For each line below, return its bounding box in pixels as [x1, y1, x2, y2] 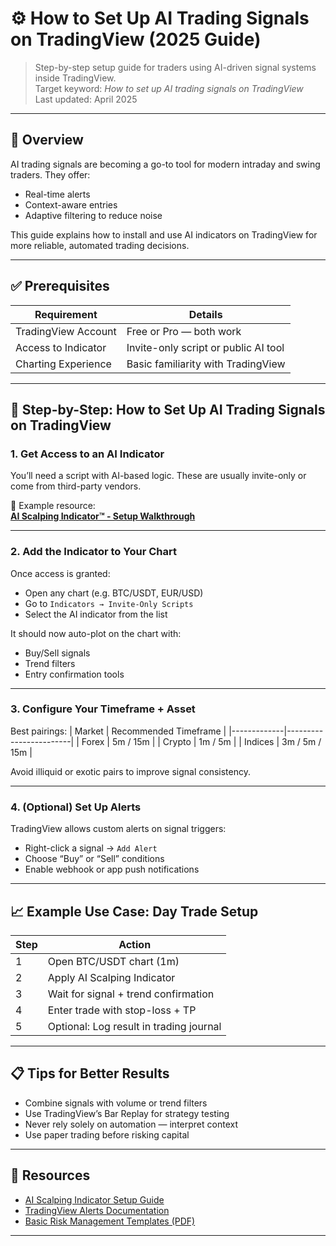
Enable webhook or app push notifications [24, 863, 200, 876]
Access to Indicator [15, 340, 107, 354]
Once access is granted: [10, 567, 111, 579]
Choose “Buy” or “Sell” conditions [24, 853, 165, 865]
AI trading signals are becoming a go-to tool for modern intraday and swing [10, 158, 321, 170]
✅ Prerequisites [10, 278, 110, 295]
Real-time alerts [24, 188, 91, 200]
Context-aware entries [24, 198, 118, 211]
